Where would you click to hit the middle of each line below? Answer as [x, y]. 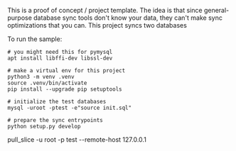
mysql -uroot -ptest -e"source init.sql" [70, 108]
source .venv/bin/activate [47, 83]
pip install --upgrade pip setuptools [65, 89]
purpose [20, 18]
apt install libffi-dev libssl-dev [60, 58]
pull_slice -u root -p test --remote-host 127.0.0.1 [77, 140]
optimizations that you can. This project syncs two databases [97, 25]
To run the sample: [35, 39]
